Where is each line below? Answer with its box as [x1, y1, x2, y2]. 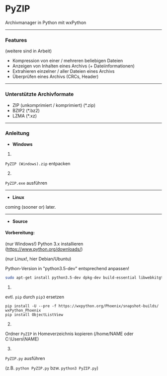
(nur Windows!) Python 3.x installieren [5, 241, 83, 247]
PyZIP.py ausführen [5, 355, 45, 361]
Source [12, 218, 28, 224]
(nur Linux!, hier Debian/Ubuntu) [5, 256, 72, 262]
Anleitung [5, 130, 30, 137]
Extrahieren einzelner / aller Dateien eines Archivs [12, 68, 115, 74]
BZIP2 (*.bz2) [12, 107, 40, 113]
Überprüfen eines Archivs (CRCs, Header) [12, 73, 99, 80]
